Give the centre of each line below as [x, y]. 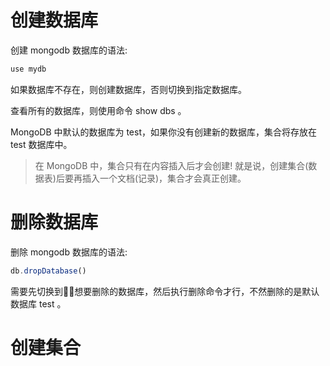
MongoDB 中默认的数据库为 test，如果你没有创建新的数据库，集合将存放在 [164, 132]
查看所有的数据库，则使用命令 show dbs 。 [98, 110]
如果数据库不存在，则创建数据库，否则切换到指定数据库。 [128, 89]
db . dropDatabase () [48, 271]
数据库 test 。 [38, 303]
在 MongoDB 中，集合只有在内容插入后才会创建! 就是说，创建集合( [171, 165]
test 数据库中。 [41, 144]
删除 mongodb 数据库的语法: [69, 252]
